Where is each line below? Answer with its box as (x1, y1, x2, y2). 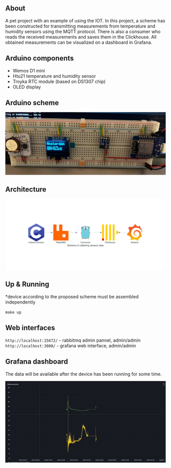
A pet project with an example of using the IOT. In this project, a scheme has (5, 17, 165, 23)
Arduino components (5, 54, 74, 63)
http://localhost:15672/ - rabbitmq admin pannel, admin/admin (5, 337, 141, 343)
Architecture (5, 185, 47, 194)
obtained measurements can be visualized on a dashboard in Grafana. (5, 39, 153, 45)
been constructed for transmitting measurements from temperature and (5, 23, 156, 29)
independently (5, 299, 36, 305)
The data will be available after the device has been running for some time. (5, 371, 162, 377)
